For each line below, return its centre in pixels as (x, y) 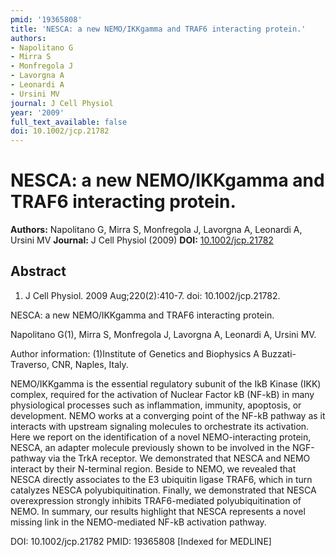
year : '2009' (37, 112)
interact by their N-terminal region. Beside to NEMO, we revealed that (153, 468)
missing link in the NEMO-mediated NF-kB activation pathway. (138, 522)
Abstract (38, 271)
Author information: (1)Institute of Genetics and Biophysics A (135, 353)
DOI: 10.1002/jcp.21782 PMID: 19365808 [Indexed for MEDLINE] (141, 541)
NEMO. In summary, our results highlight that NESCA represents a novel (158, 511)
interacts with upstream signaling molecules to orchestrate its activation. (160, 426)
